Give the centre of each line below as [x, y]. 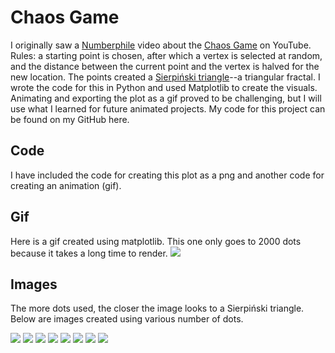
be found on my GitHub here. [70, 119]
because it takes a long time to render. [89, 253]
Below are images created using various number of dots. [127, 319]
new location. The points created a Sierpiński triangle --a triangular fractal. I [165, 77]
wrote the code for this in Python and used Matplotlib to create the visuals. [164, 87]
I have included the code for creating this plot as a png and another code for [167, 175]
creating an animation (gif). [66, 185]
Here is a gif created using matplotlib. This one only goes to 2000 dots [156, 241]
